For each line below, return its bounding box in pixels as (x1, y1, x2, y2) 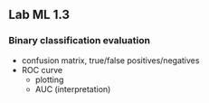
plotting (34, 74, 64, 85)
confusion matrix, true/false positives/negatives (21, 54, 200, 66)
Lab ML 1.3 (8, 7, 70, 23)
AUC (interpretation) (34, 83, 111, 94)
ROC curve (21, 64, 63, 75)
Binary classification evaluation (8, 34, 151, 47)
